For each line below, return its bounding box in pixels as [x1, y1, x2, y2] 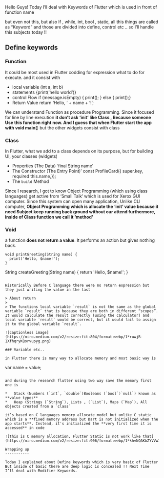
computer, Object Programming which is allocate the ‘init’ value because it [5, 203, 159, 209]
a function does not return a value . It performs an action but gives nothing [5, 237, 155, 243]
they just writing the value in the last [5, 287, 91, 292]
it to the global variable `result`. [5, 322, 82, 327]
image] [36, 330, 49, 335]
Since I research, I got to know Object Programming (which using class [5, 188, 148, 194]
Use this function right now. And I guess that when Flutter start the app [5, 120, 152, 126]
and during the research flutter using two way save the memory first [5, 378, 152, 383]
